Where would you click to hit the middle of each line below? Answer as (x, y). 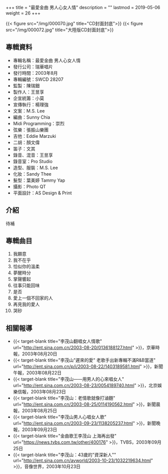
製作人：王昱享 (28, 92)
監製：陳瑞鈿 (26, 85)
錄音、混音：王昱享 (33, 155)
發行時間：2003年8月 (35, 73)
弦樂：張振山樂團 (31, 130)
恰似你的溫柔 (26, 267)
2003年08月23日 (48, 392)
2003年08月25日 (39, 411)
